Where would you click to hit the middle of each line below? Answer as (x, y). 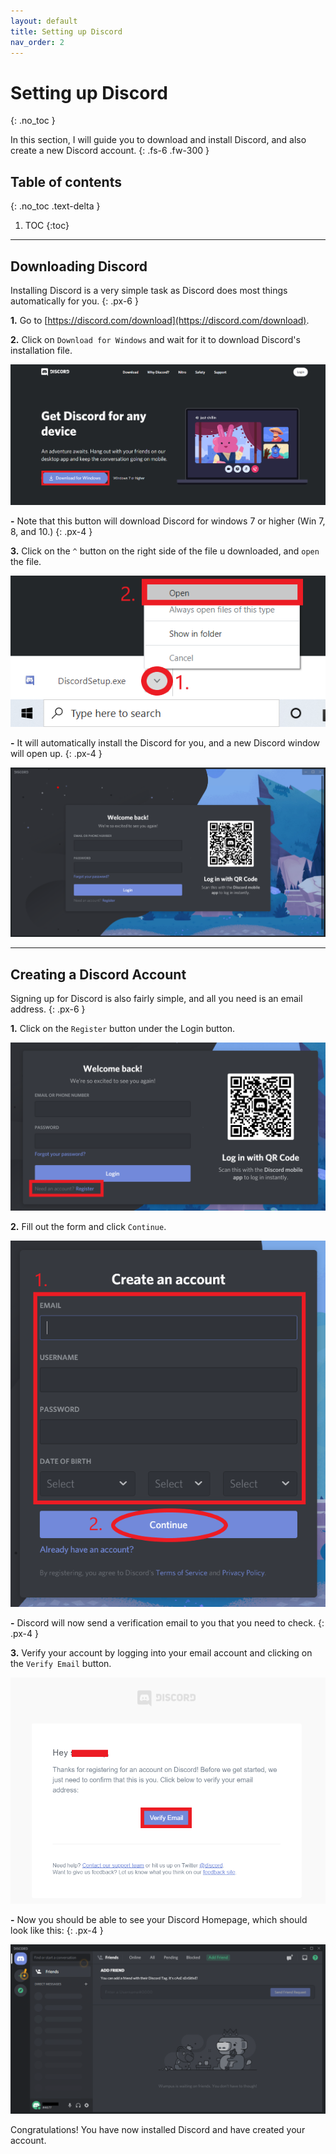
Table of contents (66, 181)
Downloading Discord (79, 266)
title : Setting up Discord (66, 31)
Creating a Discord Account (98, 974)
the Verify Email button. (61, 1664)
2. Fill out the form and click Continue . (88, 1227)
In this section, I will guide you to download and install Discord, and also (158, 140)
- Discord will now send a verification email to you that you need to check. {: (167, 1623)
